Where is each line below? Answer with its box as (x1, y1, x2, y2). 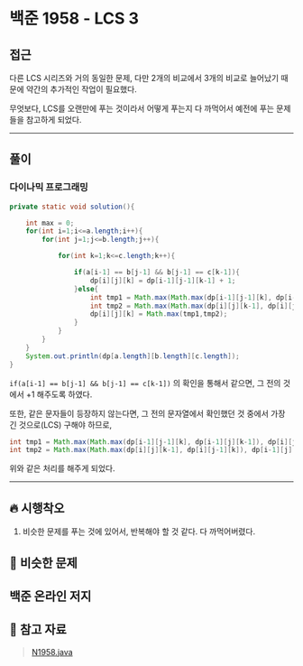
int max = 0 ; (25, 218, 75, 227)
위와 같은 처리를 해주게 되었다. (9, 463, 115, 474)
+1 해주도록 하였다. (25, 389, 93, 400)
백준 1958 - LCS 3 (9, 8, 140, 29)
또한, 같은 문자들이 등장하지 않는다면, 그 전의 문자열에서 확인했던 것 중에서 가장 (9, 408, 286, 419)
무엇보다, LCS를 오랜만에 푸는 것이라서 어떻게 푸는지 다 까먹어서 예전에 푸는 (9, 103, 275, 114)
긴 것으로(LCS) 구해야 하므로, (9, 419, 113, 430)
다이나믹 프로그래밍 (9, 181, 88, 194)
